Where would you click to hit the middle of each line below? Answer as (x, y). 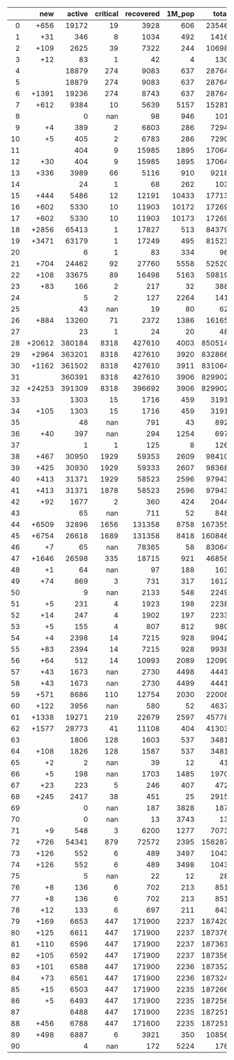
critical (107, 14)
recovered (142, 14)
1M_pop (181, 14)
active (78, 14)
